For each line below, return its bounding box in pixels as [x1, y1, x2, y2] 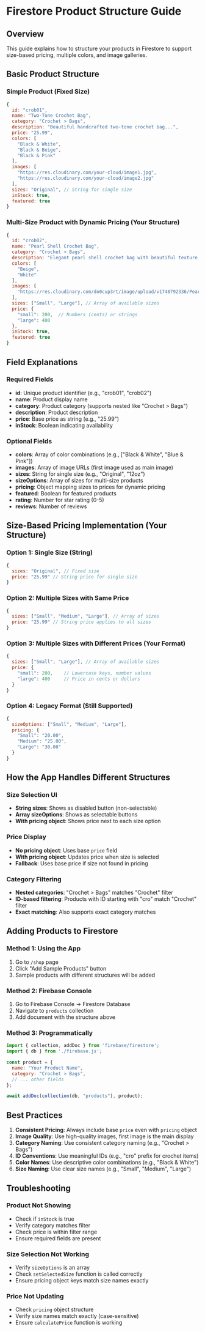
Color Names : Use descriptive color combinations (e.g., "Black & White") [15, 1159, 199, 1166]
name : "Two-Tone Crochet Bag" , [12, 113, 92, 119]
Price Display [6, 833, 47, 842]
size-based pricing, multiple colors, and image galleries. [6, 51, 148, 59]
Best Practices [6, 1110, 63, 1120]
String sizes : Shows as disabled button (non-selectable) [15, 804, 157, 812]
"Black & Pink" [17, 152, 56, 158]
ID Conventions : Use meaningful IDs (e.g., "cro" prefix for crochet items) [15, 1152, 199, 1160]
